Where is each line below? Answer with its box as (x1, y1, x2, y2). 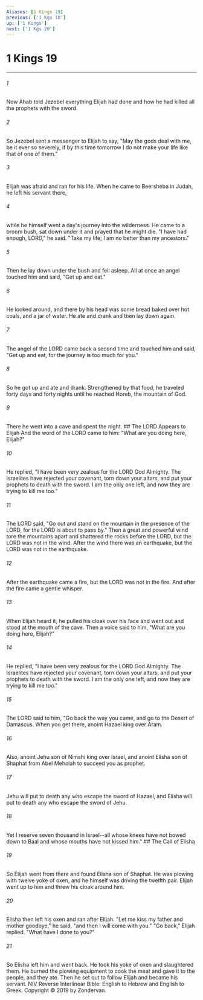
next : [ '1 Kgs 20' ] (6, 25, 56, 32)
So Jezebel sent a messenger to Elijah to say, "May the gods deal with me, (6, 137, 192, 144)
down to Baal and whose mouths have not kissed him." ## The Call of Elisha (6, 837, 195, 845)
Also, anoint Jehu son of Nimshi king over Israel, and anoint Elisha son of (6, 753, 188, 761)
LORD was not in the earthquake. (6, 546, 89, 553)
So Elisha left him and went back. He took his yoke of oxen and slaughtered (6, 961, 194, 969)
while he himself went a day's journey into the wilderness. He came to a (6, 222, 185, 228)
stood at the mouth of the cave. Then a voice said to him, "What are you (6, 624, 185, 631)
